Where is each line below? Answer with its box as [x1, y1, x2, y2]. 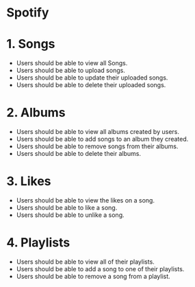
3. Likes [6, 174, 52, 190]
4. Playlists [6, 235, 70, 251]
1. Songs [6, 36, 55, 52]
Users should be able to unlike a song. [16, 211, 125, 219]
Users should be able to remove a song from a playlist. [16, 272, 170, 280]
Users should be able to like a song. [16, 204, 118, 211]
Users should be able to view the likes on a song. [16, 196, 155, 204]
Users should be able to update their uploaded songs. [16, 73, 168, 82]
